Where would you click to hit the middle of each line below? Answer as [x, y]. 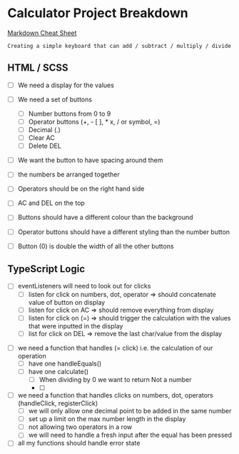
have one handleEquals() [65, 363]
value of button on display [67, 302]
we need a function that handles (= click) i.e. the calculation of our [115, 348]
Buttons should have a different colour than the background [106, 217]
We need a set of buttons [55, 99]
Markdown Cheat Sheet [42, 33]
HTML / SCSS [38, 68]
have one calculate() [59, 371]
